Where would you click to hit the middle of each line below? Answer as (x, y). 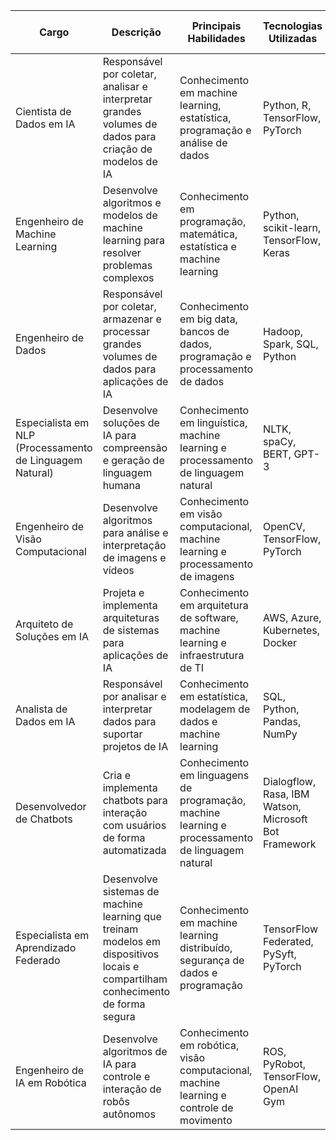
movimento (206, 1120)
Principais (216, 26)
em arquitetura (214, 605)
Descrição (136, 32)
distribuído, (206, 947)
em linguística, (213, 422)
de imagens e (134, 557)
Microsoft (285, 819)
